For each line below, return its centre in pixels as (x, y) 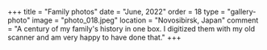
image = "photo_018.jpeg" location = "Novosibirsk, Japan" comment (145, 20)
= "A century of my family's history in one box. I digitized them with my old (131, 29)
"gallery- (242, 12)
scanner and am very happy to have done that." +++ (95, 37)
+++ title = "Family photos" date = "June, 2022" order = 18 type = (117, 12)
